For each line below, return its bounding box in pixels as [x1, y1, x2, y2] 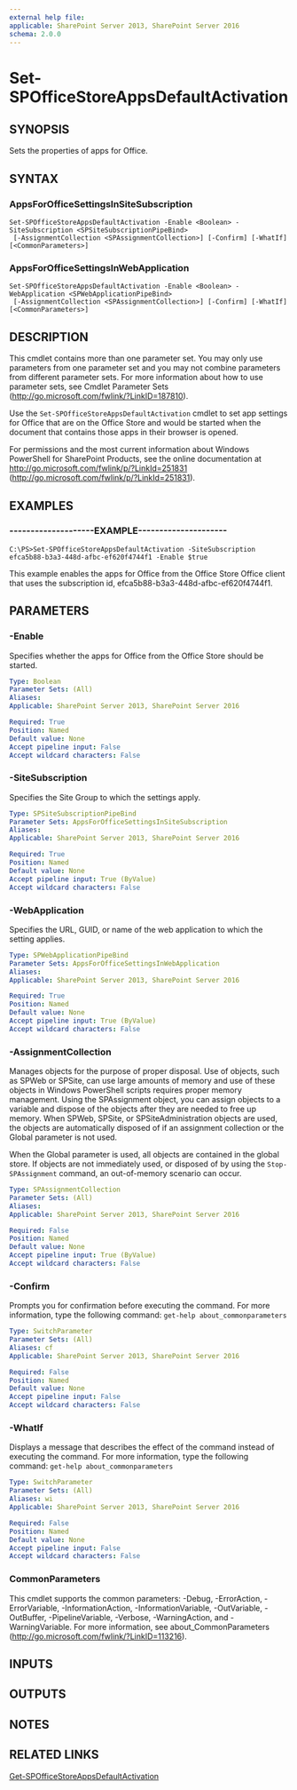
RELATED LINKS [9, 1747, 99, 1762]
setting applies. [9, 934, 66, 944]
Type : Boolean [9, 677, 62, 686]
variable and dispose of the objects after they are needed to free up [9, 1103, 257, 1115]
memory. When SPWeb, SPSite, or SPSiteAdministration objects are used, [9, 1113, 277, 1124]
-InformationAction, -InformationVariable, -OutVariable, [61, 1603, 263, 1613]
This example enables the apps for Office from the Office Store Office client [9, 568, 285, 578]
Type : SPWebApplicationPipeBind [9, 951, 129, 959]
